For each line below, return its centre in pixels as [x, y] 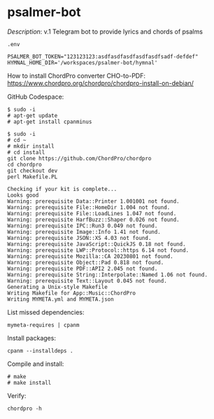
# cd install [26, 152]
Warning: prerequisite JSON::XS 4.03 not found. [79, 238]
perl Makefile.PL [33, 177]
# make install [29, 383]
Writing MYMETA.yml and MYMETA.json [60, 299]
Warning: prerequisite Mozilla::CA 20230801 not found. [90, 256]
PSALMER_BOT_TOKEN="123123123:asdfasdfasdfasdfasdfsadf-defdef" [103, 57]
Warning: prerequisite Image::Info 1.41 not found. [84, 232]
